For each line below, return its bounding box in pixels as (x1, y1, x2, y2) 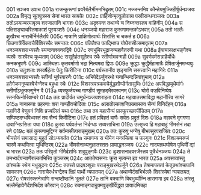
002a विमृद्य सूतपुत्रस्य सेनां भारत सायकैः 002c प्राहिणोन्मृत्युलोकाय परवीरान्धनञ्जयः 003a (6, 13, 179, 19)
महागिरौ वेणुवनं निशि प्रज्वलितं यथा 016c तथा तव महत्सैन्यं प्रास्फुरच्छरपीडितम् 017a (6, 107, 164, 114)
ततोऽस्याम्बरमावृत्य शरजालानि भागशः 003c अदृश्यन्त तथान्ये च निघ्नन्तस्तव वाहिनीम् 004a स (6, 19, 183, 26)
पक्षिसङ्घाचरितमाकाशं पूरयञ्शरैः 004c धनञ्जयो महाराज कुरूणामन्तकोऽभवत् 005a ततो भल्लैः (6, 26, 184, 33)
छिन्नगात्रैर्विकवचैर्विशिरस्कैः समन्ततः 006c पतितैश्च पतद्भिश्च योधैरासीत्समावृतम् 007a (6, 40, 168, 46)
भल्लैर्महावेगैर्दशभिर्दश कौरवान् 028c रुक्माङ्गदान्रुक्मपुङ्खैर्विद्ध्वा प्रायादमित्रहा (6, 182, 147, 189)
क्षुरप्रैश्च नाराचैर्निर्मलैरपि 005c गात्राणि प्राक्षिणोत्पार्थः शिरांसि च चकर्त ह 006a (6, 33, 150, 40)
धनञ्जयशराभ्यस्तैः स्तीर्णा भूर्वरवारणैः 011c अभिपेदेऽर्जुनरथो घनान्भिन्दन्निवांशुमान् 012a (6, 73, 165, 81)
